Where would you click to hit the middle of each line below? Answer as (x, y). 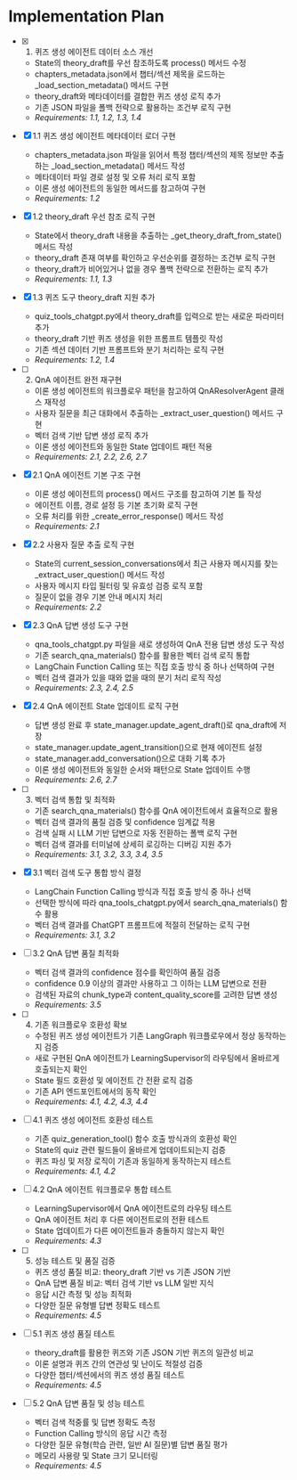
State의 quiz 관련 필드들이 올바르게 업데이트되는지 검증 (130, 1149)
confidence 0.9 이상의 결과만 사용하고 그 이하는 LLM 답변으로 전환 (151, 983)
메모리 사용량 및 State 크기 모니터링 (96, 1455)
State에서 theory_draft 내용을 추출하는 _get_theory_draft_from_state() (158, 235)
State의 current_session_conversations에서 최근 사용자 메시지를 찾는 (157, 563)
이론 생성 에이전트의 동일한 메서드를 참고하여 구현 (120, 188)
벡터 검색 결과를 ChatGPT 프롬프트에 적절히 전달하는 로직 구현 (142, 925)
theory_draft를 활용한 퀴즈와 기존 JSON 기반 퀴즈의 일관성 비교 (144, 1353)
